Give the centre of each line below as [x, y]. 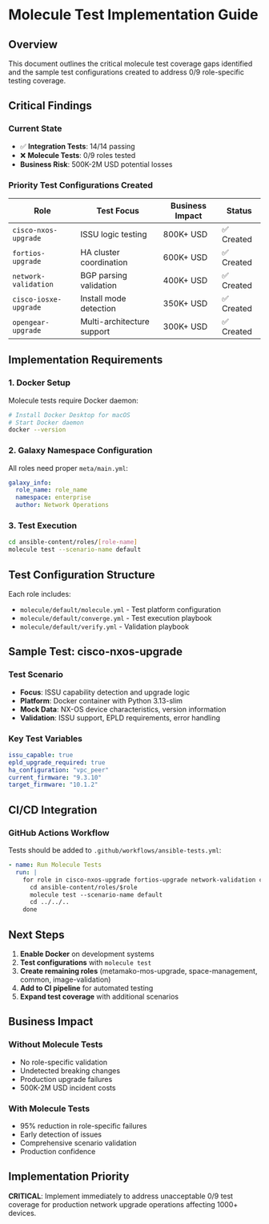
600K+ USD [185, 257]
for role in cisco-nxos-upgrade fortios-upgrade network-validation [139, 880]
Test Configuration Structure [82, 575]
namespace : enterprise [53, 498]
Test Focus [118, 210]
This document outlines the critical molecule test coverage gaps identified [130, 63]
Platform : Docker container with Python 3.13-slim [101, 700]
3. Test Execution [43, 525]
